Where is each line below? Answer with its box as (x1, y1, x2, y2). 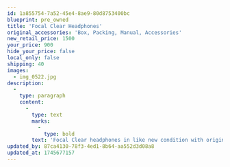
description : (7, 80, 44, 87)
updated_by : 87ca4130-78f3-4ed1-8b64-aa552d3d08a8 (7, 143, 155, 150)
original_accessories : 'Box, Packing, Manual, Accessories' (7, 29, 183, 36)
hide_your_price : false (7, 48, 75, 55)
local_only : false (7, 55, 60, 61)
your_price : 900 (7, 42, 53, 48)
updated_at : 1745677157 (7, 149, 75, 157)
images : (7, 67, 29, 74)
